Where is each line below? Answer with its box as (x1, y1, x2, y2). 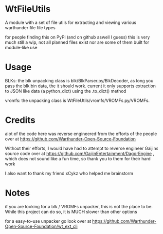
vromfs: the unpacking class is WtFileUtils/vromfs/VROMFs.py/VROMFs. (5, 97, 150, 103)
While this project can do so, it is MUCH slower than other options (5, 209, 137, 214)
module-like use (5, 44, 37, 50)
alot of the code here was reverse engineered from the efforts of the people (5, 131, 157, 136)
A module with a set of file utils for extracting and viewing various (5, 19, 137, 25)
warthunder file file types (5, 24, 56, 30)
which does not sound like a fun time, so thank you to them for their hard (5, 156, 151, 161)
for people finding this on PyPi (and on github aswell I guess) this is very (5, 34, 150, 40)
